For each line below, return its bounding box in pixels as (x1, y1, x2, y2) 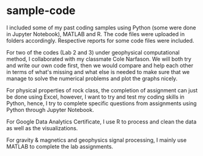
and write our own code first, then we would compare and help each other (6, 62, 194, 69)
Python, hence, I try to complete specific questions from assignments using (6, 99, 197, 107)
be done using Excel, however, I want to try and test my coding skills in (6, 93, 185, 100)
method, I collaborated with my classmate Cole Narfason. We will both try (6, 55, 191, 62)
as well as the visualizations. (6, 124, 78, 132)
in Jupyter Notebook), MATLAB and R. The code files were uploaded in (6, 30, 185, 37)
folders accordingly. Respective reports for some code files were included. (6, 37, 194, 44)
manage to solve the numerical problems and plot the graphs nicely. (6, 75, 178, 82)
